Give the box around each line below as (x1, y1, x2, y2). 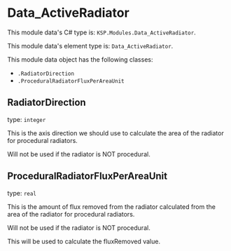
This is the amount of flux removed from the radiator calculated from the (7, 202, 216, 211)
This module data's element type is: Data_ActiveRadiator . (7, 41, 174, 50)
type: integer (7, 115, 46, 123)
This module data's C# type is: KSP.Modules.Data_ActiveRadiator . (7, 28, 196, 36)
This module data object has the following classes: (7, 55, 153, 64)
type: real (7, 189, 37, 197)
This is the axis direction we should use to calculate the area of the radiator (7, 128, 224, 137)
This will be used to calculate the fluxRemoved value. (7, 237, 161, 245)
